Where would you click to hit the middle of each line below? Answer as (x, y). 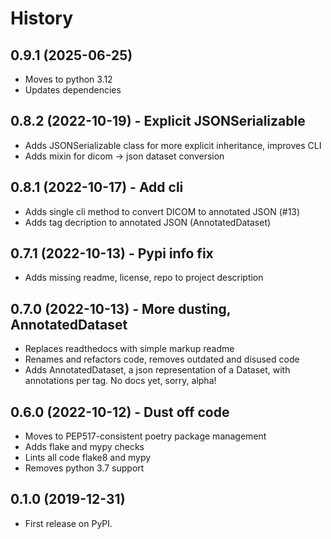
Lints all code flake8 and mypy (88, 458)
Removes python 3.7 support (84, 468)
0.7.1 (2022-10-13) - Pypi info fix (112, 253)
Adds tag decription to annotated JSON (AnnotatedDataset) (148, 222)
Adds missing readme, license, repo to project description (144, 278)
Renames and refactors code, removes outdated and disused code (162, 359)
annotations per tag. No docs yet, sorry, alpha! (120, 381)
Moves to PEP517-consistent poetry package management (145, 436)
